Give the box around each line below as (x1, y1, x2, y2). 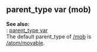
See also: (6, 20, 30, 27)
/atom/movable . (6, 39, 45, 46)
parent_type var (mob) (6, 5, 91, 15)
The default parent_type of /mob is (6, 32, 92, 40)
